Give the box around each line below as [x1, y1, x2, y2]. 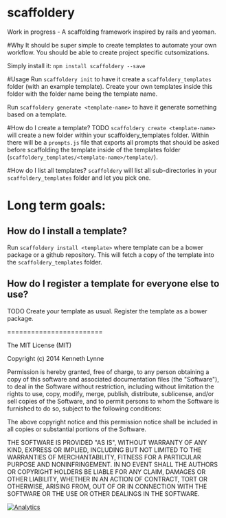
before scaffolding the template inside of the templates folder [7, 145, 181, 154]
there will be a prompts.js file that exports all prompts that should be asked [7, 138, 220, 146]
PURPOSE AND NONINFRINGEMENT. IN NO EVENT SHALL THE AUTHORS [7, 460, 218, 468]
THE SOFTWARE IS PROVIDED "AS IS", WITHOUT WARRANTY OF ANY [7, 438, 207, 446]
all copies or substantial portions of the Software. [7, 425, 146, 433]
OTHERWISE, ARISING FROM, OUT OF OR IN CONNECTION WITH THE [7, 482, 207, 490]
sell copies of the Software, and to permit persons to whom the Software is [7, 397, 220, 405]
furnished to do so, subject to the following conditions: [7, 404, 161, 413]
